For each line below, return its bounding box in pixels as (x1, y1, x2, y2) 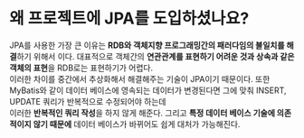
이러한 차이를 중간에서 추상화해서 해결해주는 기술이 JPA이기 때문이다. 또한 (9, 73, 271, 84)
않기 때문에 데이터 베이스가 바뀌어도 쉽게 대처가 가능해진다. (33, 118, 241, 129)
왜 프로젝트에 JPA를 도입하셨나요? (9, 8, 250, 29)
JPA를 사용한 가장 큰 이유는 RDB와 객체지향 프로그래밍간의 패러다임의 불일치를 (9, 40, 285, 51)
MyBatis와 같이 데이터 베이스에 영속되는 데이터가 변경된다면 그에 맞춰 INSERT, (9, 85, 287, 96)
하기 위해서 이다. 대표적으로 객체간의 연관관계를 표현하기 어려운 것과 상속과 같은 (16, 51, 295, 61)
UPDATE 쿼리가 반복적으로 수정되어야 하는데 (9, 96, 166, 106)
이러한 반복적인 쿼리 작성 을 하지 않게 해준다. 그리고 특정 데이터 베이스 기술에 (9, 107, 276, 118)
